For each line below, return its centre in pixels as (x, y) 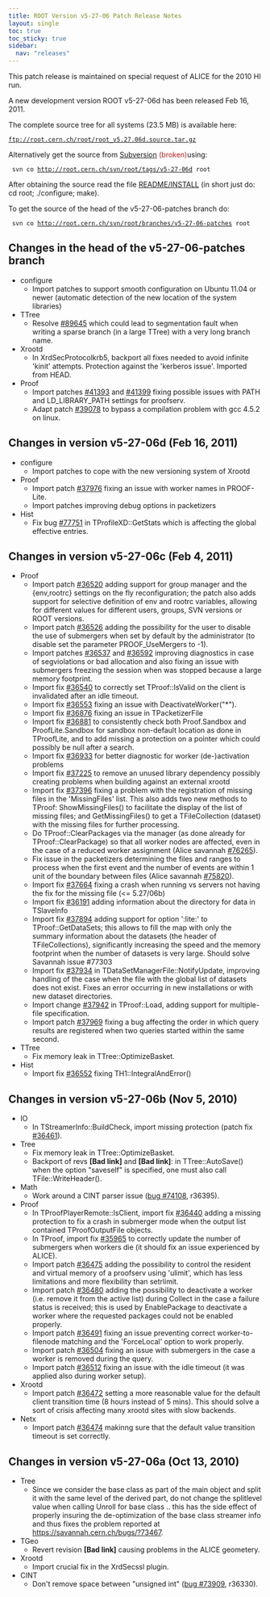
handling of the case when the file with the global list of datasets (139, 979)
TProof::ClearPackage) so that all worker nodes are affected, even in (146, 842)
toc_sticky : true (37, 38)
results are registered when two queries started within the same (138, 1031)
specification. (67, 1014)
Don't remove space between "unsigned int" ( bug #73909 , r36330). (145, 1584)
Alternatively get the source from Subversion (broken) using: (108, 155)
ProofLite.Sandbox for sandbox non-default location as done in (137, 730)
